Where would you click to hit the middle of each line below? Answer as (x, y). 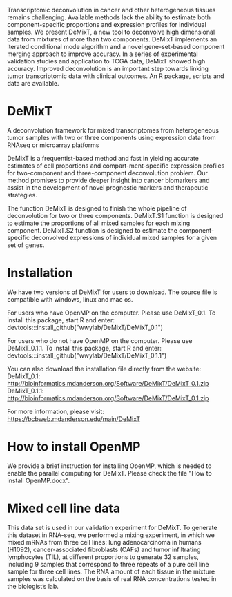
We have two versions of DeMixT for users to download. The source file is (112, 292)
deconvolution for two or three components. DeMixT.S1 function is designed (115, 215)
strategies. (22, 195)
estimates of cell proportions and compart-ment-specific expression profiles (116, 166)
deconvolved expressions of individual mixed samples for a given (124, 237)
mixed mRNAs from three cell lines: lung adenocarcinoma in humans (104, 542)
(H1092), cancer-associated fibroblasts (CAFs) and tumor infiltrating (104, 549)
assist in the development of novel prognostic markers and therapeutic (108, 187)
